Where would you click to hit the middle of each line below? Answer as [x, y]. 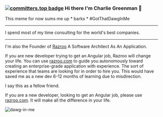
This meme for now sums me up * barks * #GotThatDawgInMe [67, 19]
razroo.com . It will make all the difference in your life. [58, 100]
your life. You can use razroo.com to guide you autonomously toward [74, 61]
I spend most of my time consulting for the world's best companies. [73, 33]
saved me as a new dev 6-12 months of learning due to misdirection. [73, 76]
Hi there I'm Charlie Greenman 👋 [103, 8]
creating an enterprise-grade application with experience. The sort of [74, 66]
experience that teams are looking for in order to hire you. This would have [80, 71]
